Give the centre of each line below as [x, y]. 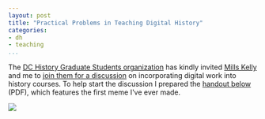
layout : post [30, 15]
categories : [28, 30]
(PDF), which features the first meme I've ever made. [95, 92]
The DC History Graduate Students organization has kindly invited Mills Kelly [132, 67]
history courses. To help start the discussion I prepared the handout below [130, 84]
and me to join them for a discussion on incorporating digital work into [122, 76]
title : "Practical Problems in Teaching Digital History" [106, 23]
